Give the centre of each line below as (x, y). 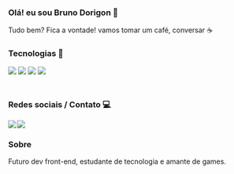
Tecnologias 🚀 (36, 54)
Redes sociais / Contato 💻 (60, 104)
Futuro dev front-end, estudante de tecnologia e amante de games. (117, 161)
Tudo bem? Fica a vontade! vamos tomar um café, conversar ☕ (111, 30)
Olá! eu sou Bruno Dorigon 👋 (63, 13)
